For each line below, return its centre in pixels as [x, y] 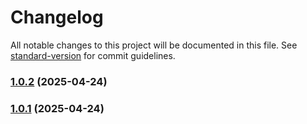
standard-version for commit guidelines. [93, 55]
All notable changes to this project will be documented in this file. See [154, 45]
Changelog [57, 17]
